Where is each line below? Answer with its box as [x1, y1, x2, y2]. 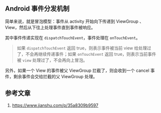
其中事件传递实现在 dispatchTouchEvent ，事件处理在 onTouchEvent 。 [5, 34, 140, 40]
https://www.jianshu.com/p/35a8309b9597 [12, 102, 99, 108]
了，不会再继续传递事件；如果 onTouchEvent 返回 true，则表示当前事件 [16, 51, 156, 57]
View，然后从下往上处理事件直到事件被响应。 [5, 24, 96, 30]
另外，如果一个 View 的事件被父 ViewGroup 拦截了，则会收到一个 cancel [5, 67, 150, 73]
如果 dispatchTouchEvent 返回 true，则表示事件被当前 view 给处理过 [16, 45, 151, 51]
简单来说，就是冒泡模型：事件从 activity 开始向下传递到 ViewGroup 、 [5, 18, 144, 24]
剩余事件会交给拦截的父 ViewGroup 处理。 [13, 73, 98, 79]
